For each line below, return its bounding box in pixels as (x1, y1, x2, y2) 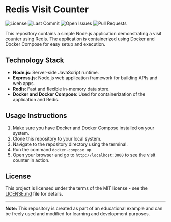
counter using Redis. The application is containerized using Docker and (5, 36, 155, 42)
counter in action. (12, 157, 50, 163)
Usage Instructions (5, 111, 67, 120)
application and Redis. (12, 96, 60, 102)
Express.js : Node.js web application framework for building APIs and (12, 75, 158, 81)
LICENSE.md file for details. (5, 191, 63, 197)
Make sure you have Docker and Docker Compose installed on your (12, 125, 155, 131)
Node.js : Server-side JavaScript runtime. (12, 69, 99, 75)
